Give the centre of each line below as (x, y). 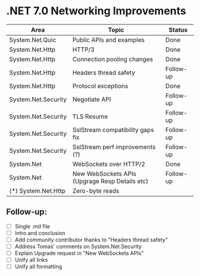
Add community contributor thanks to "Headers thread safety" (91, 240)
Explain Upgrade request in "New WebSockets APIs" (79, 253)
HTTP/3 (84, 49)
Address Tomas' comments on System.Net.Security (78, 246)
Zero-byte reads (96, 190)
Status (178, 30)
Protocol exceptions (100, 86)
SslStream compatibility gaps (113, 130)
